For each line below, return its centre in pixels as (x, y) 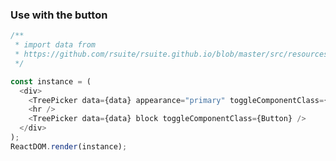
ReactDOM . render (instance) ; (69, 146)
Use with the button (59, 15)
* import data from (55, 45)
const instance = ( (51, 81)
